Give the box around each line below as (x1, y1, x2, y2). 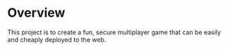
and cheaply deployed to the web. (7, 35, 107, 43)
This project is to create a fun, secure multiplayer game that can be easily (7, 28, 221, 36)
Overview (7, 5, 66, 21)
